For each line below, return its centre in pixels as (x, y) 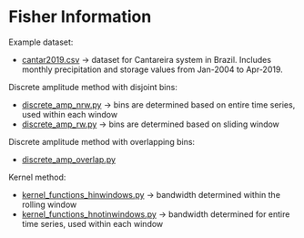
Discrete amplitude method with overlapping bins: (102, 141)
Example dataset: (41, 42)
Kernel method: (37, 177)
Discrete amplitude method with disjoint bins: (93, 87)
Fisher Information (80, 17)
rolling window (49, 204)
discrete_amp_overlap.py (68, 159)
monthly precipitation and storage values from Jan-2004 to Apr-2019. (152, 69)
